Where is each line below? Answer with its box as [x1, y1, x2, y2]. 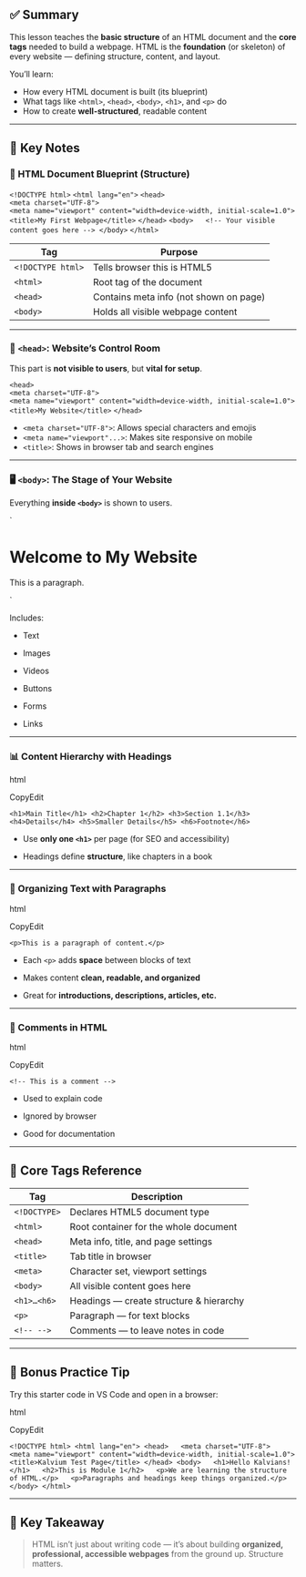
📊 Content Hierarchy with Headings [9, 750, 172, 763]
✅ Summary [9, 7, 79, 23]
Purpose [160, 245, 199, 258]
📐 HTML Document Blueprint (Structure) [9, 168, 190, 180]
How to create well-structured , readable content [22, 105, 208, 117]
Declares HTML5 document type [69, 1205, 209, 1218]
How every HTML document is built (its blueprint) [22, 86, 209, 97]
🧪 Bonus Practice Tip [9, 1365, 130, 1380]
